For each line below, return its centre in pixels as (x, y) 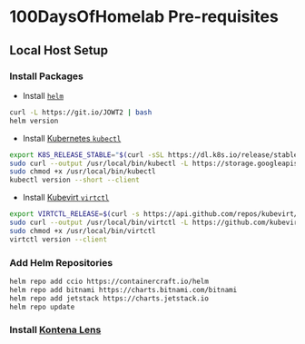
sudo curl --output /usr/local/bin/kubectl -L (99, 163)
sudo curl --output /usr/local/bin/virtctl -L (99, 222)
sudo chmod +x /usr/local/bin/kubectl (83, 172)
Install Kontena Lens (55, 330)
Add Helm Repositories (61, 262)
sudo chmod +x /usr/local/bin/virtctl (83, 231)
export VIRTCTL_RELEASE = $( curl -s (75, 214)
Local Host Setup (59, 50)
